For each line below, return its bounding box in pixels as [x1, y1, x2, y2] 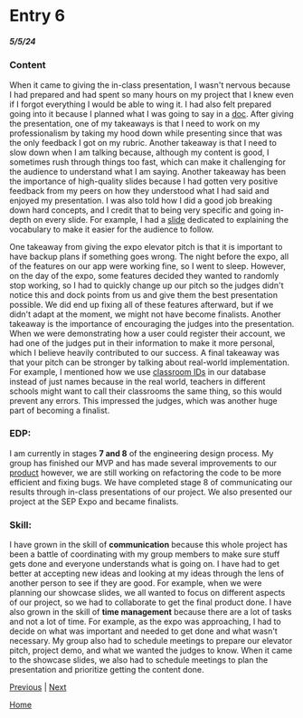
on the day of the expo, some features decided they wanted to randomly [9, 270, 279, 281]
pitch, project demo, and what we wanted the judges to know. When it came [9, 645, 293, 656]
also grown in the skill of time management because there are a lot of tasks [9, 607, 292, 617]
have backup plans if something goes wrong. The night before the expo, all [9, 251, 289, 262]
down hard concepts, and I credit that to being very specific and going [9, 205, 272, 215]
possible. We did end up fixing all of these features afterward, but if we [9, 299, 274, 310]
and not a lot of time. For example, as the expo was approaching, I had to [9, 617, 282, 627]
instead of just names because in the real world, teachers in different [9, 376, 266, 387]
